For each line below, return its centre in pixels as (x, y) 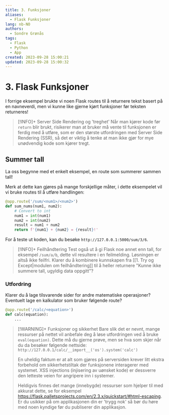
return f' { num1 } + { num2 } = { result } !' (56, 230)
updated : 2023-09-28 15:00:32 (37, 62)
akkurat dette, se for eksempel (50, 391)
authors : (14, 29)
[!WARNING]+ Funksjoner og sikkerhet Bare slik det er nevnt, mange (89, 329)
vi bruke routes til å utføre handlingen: (45, 192)
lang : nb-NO (18, 24)
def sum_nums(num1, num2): (34, 206)
